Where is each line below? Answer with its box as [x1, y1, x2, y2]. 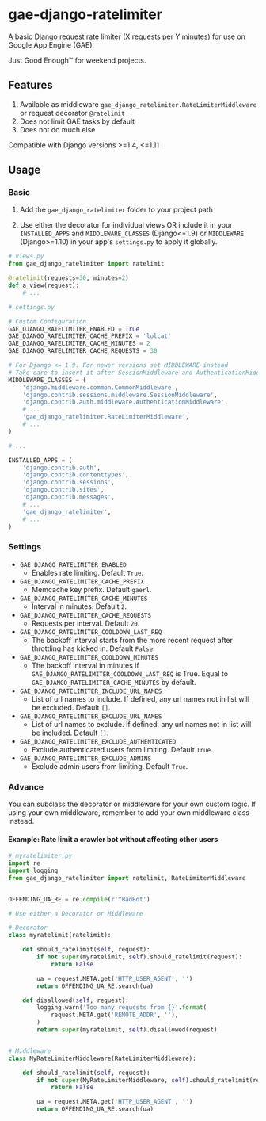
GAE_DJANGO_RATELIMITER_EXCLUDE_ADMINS [19, 755, 152, 763]
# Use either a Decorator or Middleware [8, 909, 144, 917]
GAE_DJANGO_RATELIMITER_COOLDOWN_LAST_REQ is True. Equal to [31, 668, 228, 679]
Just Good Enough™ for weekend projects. [8, 55, 146, 65]
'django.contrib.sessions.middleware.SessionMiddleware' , [22, 391, 218, 399]
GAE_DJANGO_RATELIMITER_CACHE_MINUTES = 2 [8, 339, 150, 348]
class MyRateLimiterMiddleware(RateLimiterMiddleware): [8, 1054, 196, 1062]
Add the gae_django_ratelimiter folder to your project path [19, 205, 214, 215]
